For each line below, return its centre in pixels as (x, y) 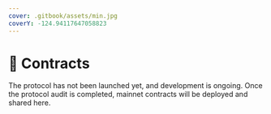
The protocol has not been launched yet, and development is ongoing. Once (135, 86)
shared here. (30, 103)
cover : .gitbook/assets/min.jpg (63, 16)
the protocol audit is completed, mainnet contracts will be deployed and (128, 95)
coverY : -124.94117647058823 (58, 23)
